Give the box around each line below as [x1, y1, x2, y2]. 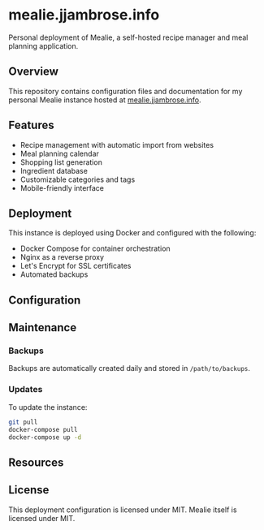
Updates [8, 384, 43, 395]
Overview [8, 65, 59, 79]
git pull [8, 418, 38, 426]
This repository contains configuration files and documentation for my [8, 86, 243, 96]
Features [8, 118, 54, 132]
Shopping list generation [19, 157, 103, 167]
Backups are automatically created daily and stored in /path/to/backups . [8, 364, 250, 373]
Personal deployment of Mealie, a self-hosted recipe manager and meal [8, 32, 249, 42]
